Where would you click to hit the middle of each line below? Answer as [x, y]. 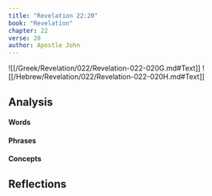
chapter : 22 [28, 30]
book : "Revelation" [41, 23]
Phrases [22, 140]
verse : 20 [25, 38]
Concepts [25, 159]
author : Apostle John [44, 46]
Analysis [31, 102]
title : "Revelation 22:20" [53, 16]
